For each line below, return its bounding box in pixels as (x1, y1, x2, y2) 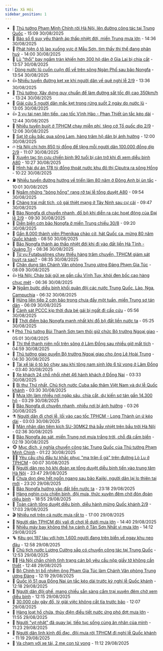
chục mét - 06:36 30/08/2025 (12, 279, 73, 285)
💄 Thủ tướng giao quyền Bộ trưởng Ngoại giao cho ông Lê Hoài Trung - (12, 351, 155, 356)
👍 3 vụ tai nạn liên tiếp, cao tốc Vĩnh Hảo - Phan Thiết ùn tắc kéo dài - (12, 111, 154, 117)
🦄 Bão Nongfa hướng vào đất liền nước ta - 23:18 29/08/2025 (12, 486, 135, 492)
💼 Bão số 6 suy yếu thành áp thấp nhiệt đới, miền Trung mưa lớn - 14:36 (12, 35, 156, 41)
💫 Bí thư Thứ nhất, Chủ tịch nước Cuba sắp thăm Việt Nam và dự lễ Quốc (12, 382, 158, 388)
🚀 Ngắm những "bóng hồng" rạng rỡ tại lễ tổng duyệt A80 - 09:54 (12, 189, 145, 195)
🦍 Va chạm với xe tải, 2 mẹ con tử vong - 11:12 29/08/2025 (12, 640, 129, 646)
